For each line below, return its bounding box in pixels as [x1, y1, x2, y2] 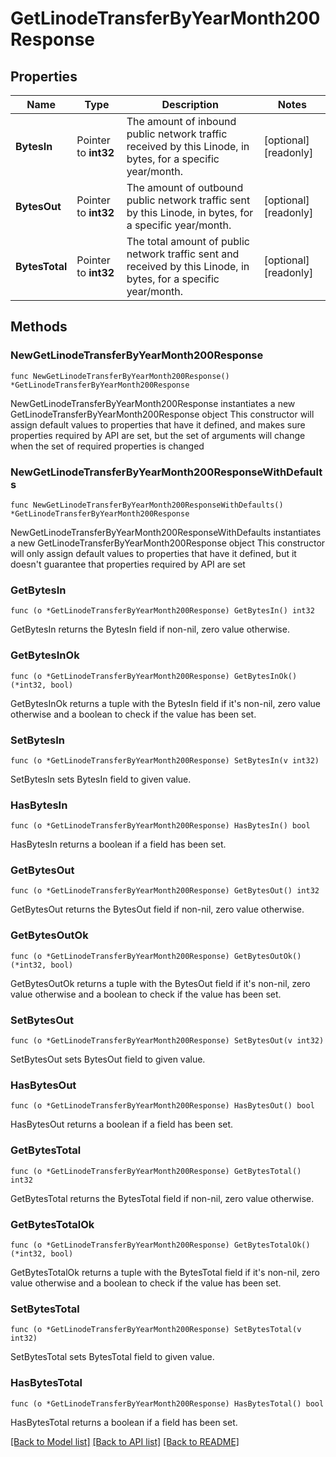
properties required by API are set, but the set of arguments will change [10, 429, 306, 441]
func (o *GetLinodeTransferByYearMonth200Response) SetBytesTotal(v [10, 1325, 302, 1335]
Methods [10, 318, 68, 336]
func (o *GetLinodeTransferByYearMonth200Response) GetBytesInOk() [10, 671, 298, 681]
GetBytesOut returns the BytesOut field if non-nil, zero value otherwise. [10, 903, 305, 916]
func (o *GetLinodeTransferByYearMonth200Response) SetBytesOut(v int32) [10, 1036, 325, 1046]
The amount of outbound [126, 181, 244, 194]
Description [161, 98, 219, 111]
